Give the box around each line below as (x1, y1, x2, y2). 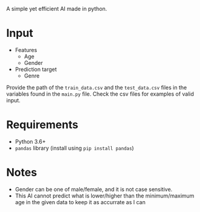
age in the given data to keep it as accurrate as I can (15, 198, 146, 205)
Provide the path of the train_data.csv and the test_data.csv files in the (6, 84, 187, 91)
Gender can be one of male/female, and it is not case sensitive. (15, 185, 173, 193)
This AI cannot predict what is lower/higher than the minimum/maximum (15, 192, 195, 199)
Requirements (6, 118, 79, 132)
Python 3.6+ (15, 137, 47, 145)
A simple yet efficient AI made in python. (6, 5, 108, 12)
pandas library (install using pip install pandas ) (15, 144, 134, 151)
